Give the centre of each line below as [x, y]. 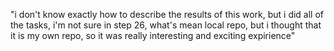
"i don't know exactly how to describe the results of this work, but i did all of [167, 14]
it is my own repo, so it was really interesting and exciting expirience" [153, 35]
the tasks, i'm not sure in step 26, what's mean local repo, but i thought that [166, 25]
